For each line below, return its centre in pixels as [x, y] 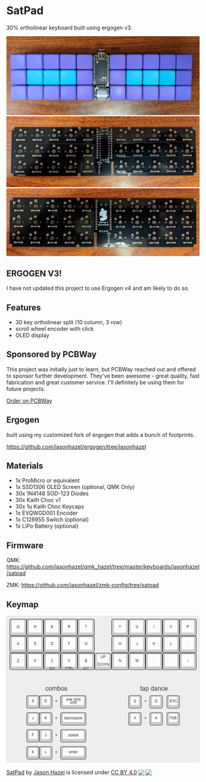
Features [24, 307]
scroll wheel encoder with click [54, 329]
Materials [25, 466]
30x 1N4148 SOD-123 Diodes [52, 493]
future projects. [26, 389]
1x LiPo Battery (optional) [47, 526]
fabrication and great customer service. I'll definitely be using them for [95, 382]
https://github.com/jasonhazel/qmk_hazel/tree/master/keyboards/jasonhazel [103, 567]
